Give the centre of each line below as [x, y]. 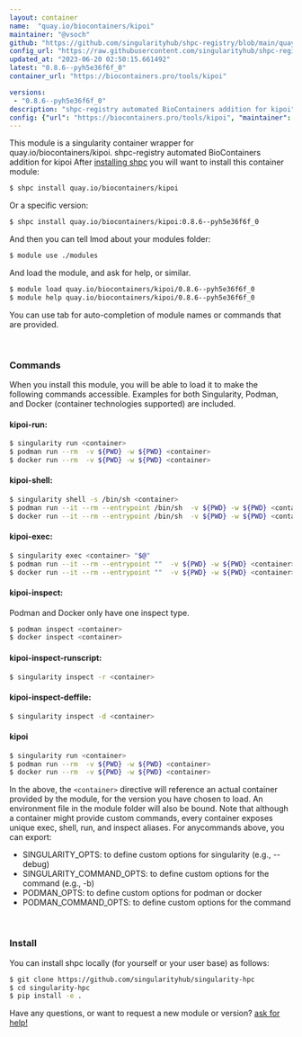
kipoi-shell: [31, 480]
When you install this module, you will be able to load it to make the [134, 384]
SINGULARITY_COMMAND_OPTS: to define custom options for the [146, 874]
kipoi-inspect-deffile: [50, 697]
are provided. [34, 324]
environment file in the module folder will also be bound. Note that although [149, 809]
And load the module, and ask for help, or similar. [100, 273]
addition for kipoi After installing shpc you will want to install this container [147, 162]
